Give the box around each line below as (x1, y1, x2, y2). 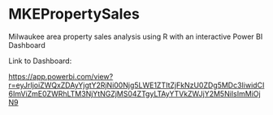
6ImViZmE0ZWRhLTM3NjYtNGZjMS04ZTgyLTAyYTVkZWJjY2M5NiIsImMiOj (8, 88, 262, 98)
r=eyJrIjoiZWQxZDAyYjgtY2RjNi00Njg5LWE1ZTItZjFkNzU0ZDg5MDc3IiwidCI (8, 80, 265, 90)
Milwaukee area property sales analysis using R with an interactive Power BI (8, 32, 263, 41)
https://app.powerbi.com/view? (8, 71, 114, 81)
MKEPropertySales (8, 5, 140, 23)
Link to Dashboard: (8, 56, 72, 66)
